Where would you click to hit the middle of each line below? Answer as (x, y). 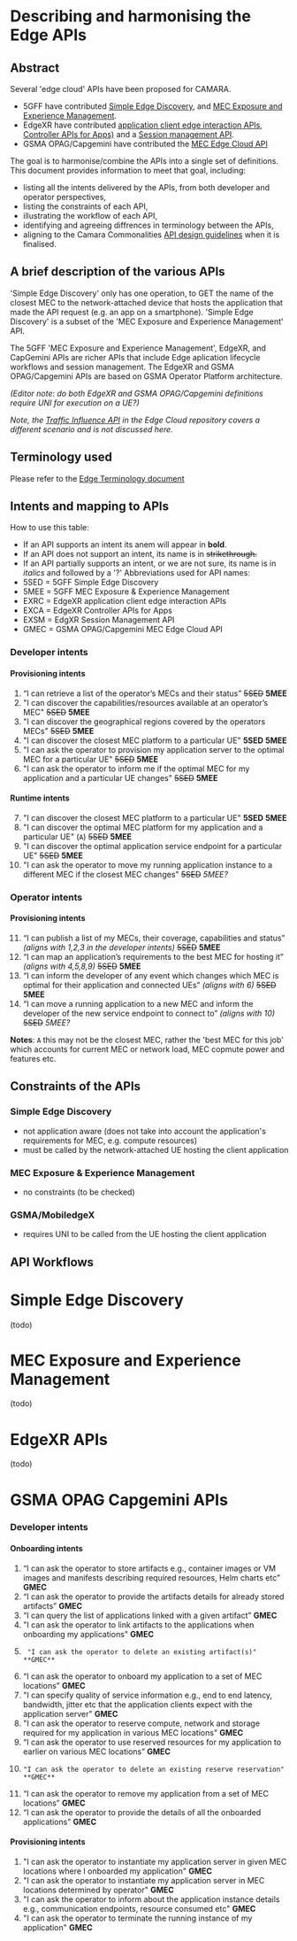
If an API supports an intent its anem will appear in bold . (125, 545)
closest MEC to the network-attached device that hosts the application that (147, 302)
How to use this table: (49, 528)
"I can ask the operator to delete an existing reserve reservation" (154, 1769)
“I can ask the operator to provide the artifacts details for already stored (153, 1597)
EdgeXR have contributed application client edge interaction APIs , (143, 125)
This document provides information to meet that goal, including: (128, 170)
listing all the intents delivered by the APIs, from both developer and (146, 187)
